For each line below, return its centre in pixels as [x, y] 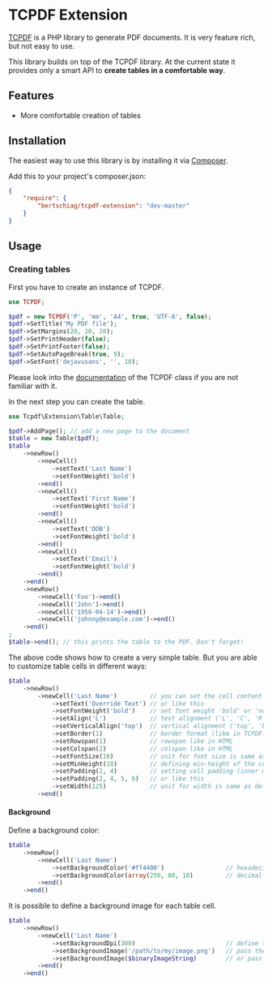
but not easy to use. [42, 45]
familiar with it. [33, 386]
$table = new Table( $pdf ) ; [54, 439]
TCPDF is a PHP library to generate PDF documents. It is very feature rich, [132, 37]
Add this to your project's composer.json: [77, 176]
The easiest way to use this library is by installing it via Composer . [118, 160]
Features [31, 96]
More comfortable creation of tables [81, 115]
